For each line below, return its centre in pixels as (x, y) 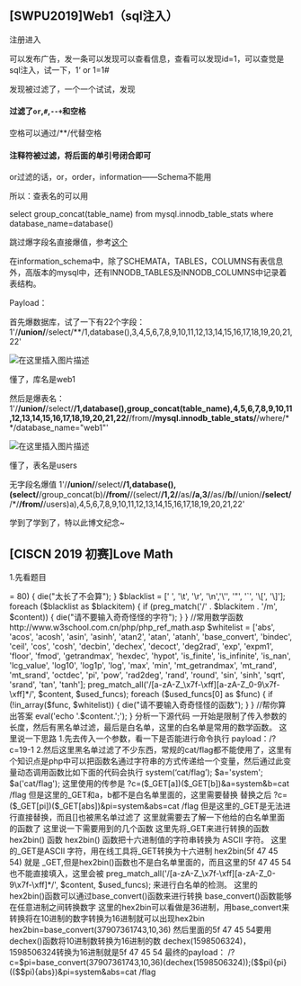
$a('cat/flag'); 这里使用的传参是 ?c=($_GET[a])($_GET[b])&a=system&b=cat (150, 784)
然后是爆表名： (37, 399)
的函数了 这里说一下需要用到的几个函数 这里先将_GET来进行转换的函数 (139, 829)
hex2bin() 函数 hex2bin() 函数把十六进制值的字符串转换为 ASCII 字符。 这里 (148, 840)
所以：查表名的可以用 (49, 196)
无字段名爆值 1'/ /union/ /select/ (66, 485)
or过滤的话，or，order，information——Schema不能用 (111, 177)
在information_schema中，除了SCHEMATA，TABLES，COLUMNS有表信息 (146, 261)
